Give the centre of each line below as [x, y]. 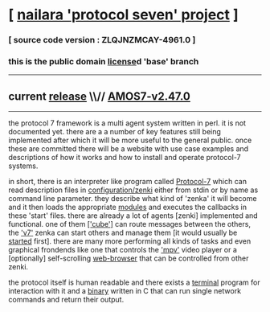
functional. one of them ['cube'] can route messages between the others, [130, 224]
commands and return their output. [66, 300]
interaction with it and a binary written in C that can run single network [125, 291]
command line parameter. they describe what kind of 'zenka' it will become [133, 199]
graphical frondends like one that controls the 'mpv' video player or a [123, 250]
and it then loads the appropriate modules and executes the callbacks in [128, 207]
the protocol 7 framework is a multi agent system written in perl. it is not [127, 123]
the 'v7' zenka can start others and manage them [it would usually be [123, 233]
